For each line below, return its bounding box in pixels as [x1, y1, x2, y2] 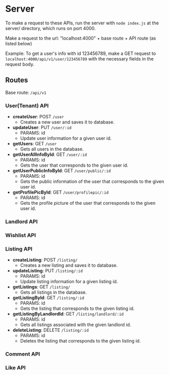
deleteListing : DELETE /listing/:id [12, 327, 89, 333]
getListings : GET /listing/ [12, 284, 71, 290]
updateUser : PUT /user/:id [12, 124, 72, 131]
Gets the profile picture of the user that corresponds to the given [20, 200, 156, 206]
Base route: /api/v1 [5, 89, 47, 96]
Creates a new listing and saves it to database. [20, 262, 118, 268]
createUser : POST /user [12, 114, 64, 120]
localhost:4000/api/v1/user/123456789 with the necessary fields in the [5, 55, 154, 61]
